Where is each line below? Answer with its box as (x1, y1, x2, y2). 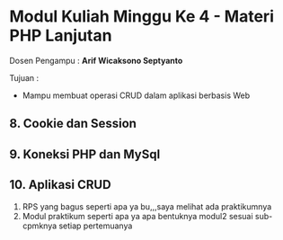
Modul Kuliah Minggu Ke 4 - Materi (9, 6, 274, 27)
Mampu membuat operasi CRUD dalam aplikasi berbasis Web (22, 90, 251, 101)
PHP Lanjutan (9, 25, 112, 46)
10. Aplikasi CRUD (9, 177, 111, 192)
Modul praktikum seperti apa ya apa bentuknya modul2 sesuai (22, 210, 253, 221)
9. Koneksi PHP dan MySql (9, 147, 161, 162)
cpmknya (22, 220, 57, 231)
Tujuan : (9, 72, 40, 83)
